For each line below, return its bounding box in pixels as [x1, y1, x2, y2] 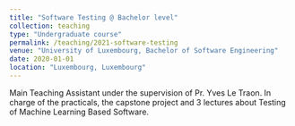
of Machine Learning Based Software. [9, 106, 150, 117]
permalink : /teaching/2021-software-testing [9, 38, 178, 47]
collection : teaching [9, 21, 91, 30]
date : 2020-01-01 [9, 55, 74, 63]
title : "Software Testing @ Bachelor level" [9, 13, 178, 22]
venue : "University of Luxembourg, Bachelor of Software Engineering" [9, 46, 279, 55]
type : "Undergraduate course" [9, 29, 123, 38]
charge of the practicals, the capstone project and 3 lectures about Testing [9, 97, 287, 107]
